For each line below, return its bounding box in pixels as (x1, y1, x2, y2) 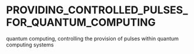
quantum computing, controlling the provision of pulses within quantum (6, 35, 179, 42)
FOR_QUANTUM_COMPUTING (6, 16, 156, 29)
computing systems (6, 41, 54, 48)
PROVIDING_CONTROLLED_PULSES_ (6, 3, 188, 17)
